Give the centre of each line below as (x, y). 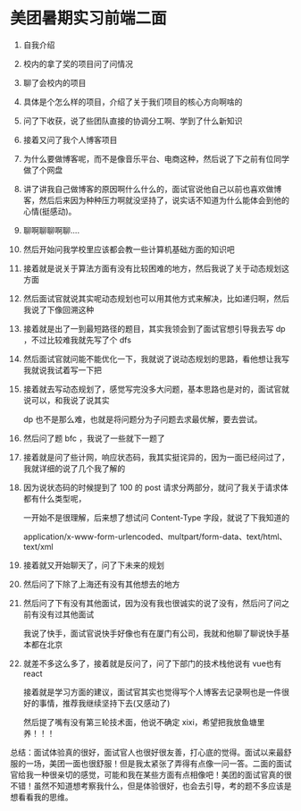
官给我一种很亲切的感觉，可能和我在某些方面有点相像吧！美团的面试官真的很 (151, 774)
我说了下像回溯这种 (59, 309)
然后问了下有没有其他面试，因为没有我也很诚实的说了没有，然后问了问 (152, 603)
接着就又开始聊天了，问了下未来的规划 (93, 565)
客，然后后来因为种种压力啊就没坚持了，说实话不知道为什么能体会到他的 (156, 200)
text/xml (38, 546)
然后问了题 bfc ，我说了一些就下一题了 (94, 438)
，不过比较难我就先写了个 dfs (77, 340)
